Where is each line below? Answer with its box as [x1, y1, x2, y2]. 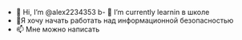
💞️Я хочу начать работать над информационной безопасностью [15, 16, 234, 25]
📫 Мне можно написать [15, 24, 100, 34]
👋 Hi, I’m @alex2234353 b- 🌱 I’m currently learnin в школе [15, 8, 210, 16]
